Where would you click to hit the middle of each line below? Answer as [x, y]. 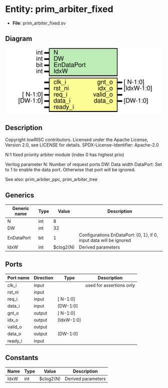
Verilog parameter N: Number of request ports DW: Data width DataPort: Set [84, 164]
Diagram [19, 39]
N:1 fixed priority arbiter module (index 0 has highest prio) [65, 155]
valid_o [14, 327]
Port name [18, 278]
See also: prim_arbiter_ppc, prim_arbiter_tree [51, 179]
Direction [43, 278]
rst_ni [13, 292]
